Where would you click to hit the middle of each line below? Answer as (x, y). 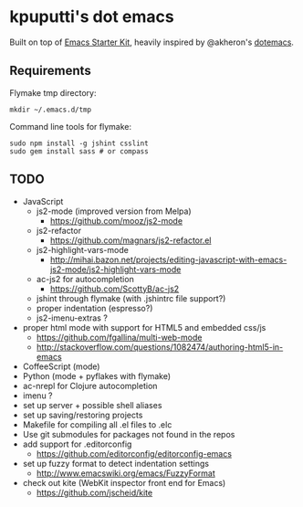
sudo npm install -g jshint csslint (79, 143)
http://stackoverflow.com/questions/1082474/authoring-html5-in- (160, 347)
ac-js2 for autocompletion (85, 279)
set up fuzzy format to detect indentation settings (116, 463)
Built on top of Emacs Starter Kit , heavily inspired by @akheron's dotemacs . (152, 42)
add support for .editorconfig (77, 444)
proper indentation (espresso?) (94, 308)
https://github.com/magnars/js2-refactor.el (131, 240)
